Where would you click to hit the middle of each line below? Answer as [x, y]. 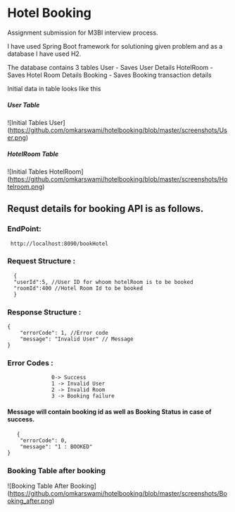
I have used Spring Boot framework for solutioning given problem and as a [115, 46]
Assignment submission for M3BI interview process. [83, 32]
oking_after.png [30, 501]
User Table [24, 105]
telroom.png [25, 186]
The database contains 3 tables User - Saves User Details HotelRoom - [110, 67]
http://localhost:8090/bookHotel [59, 244]
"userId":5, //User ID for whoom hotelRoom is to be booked [103, 282]
